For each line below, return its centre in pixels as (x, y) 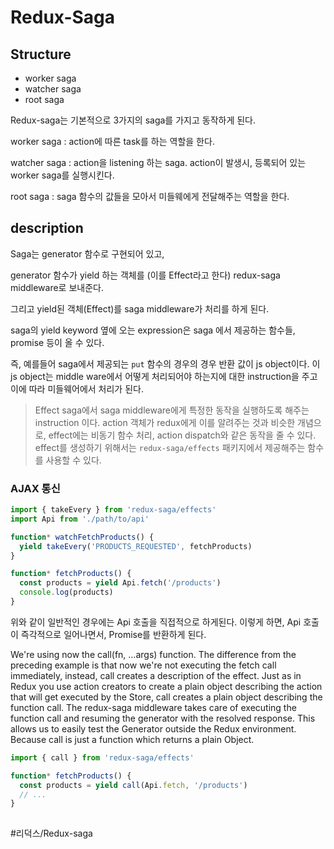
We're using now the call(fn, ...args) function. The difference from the (153, 654)
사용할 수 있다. (73, 460)
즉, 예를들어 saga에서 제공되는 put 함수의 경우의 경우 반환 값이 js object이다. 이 (165, 363)
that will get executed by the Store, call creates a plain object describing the (166, 697)
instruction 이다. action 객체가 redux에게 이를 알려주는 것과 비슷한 (165, 422)
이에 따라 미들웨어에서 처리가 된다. (77, 388)
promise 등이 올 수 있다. (57, 342)
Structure (41, 54)
